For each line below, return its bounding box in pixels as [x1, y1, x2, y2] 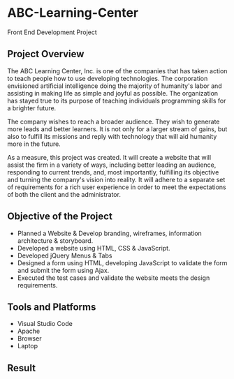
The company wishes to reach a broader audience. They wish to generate [7, 117, 220, 126]
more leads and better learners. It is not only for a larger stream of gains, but [7, 124, 228, 133]
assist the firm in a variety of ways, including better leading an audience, [7, 161, 217, 169]
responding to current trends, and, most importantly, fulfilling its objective [7, 168, 219, 176]
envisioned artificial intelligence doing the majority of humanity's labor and [7, 82, 222, 90]
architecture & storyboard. [17, 236, 94, 245]
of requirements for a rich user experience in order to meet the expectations [7, 183, 226, 191]
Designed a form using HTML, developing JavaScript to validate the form [17, 258, 228, 267]
